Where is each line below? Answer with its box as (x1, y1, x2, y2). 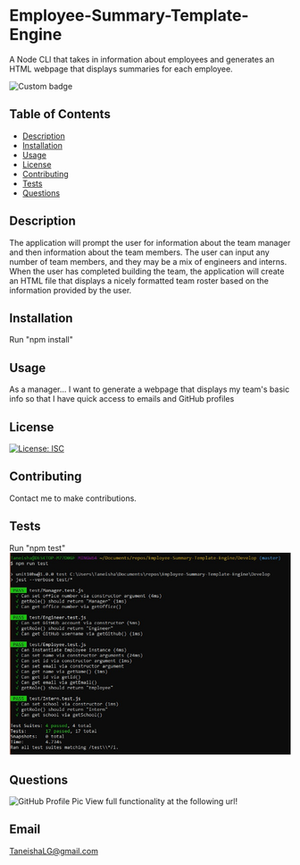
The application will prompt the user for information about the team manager (9, 237, 291, 248)
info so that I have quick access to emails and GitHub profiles (9, 394, 235, 404)
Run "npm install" (9, 335, 73, 345)
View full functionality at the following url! (85, 796, 238, 807)
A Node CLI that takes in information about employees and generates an (9, 54, 275, 64)
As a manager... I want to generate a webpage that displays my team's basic (9, 384, 290, 394)
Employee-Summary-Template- (9, 5, 249, 26)
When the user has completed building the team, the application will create (9, 266, 285, 276)
